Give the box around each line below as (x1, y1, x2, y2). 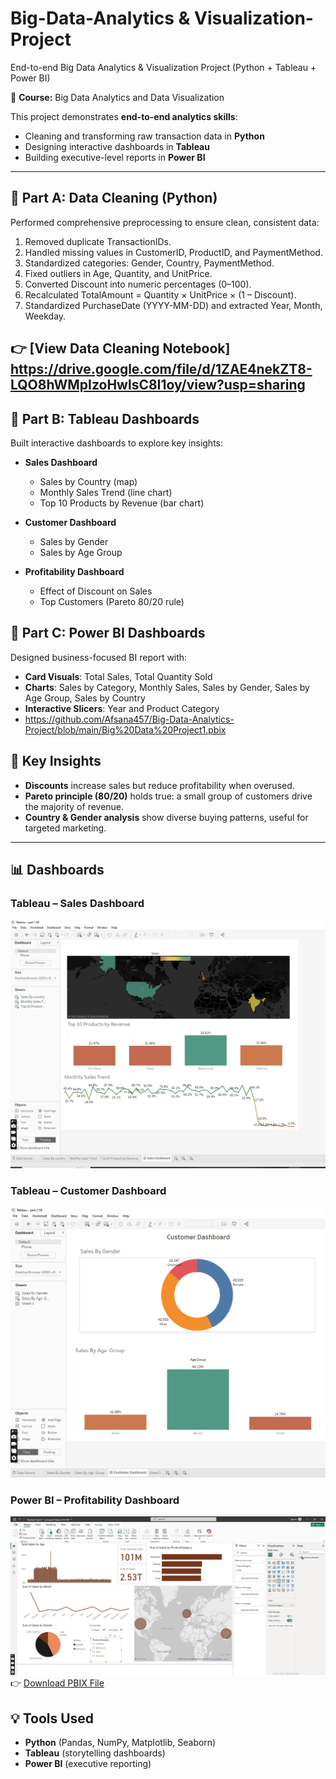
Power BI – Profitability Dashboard (10, 1493, 180, 1507)
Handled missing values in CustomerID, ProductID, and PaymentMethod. (24, 246, 323, 258)
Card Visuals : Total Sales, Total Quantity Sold (24, 670, 213, 682)
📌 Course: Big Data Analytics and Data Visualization (10, 91, 225, 103)
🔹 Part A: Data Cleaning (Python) (10, 190, 218, 207)
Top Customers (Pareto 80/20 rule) (39, 595, 185, 607)
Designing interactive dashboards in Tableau (24, 140, 210, 152)
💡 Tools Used (10, 1710, 95, 1727)
